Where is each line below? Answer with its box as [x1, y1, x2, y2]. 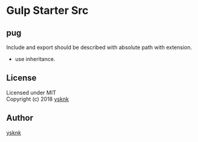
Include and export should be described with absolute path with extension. [6, 44, 192, 51]
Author [6, 113, 33, 123]
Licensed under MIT [6, 89, 56, 96]
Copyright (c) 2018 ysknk [6, 95, 69, 103]
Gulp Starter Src [6, 4, 89, 18]
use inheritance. [14, 56, 56, 62]
